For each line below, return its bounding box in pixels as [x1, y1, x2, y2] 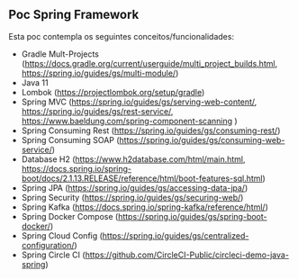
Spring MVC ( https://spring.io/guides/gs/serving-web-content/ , [21, 96, 257, 107]
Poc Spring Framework [8, 7, 140, 22]
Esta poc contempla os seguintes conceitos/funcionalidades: [8, 31, 235, 41]
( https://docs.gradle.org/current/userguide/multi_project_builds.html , [21, 58, 278, 68]
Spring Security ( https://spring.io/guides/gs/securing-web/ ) [21, 192, 244, 202]
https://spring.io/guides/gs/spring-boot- [117, 211, 267, 221]
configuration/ [21, 239, 75, 250]
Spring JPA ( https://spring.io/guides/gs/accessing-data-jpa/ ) [21, 182, 248, 193]
